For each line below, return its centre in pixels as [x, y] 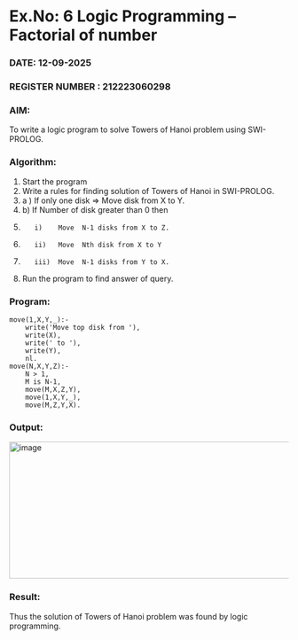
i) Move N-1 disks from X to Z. [102, 228]
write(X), [43, 335]
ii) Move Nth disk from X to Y [98, 245]
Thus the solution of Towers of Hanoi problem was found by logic [129, 616]
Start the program [55, 181]
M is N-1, [43, 382]
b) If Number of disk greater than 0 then [95, 209]
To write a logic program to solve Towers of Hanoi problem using [128, 129]
